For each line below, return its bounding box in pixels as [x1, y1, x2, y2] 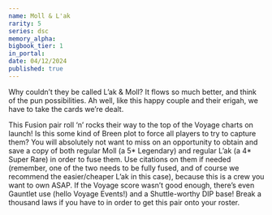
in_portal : [8, 49, 45, 58]
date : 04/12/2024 [8, 58, 67, 66]
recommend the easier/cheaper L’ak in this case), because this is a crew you [8, 171, 265, 181]
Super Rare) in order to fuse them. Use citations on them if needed [8, 154, 231, 164]
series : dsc [8, 27, 49, 35]
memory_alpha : [8, 34, 57, 43]
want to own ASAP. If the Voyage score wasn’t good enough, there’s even [8, 180, 255, 190]
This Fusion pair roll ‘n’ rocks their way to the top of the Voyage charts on [8, 119, 254, 130]
